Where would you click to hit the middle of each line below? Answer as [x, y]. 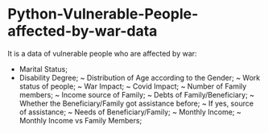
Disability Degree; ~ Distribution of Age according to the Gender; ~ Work [140, 77]
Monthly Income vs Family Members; [80, 120]
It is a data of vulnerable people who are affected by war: [103, 53]
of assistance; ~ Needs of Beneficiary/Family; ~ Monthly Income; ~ [130, 112]
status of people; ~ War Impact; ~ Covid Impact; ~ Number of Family [133, 86]
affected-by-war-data [82, 31]
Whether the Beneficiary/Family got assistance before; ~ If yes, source [136, 103]
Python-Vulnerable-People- [103, 14]
